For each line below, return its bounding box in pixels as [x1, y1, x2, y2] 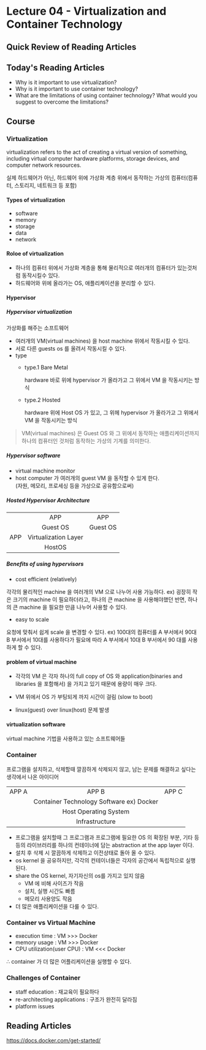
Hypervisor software [6, 452, 61, 459]
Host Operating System [62, 807, 130, 816]
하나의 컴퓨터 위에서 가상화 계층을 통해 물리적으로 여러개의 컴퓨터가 [15, 264, 176, 272]
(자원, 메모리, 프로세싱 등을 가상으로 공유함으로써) [15, 482, 134, 490]
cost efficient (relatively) [15, 575, 77, 583]
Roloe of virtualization [6, 249, 64, 257]
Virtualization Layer [27, 533, 84, 541]
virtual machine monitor [15, 467, 75, 474]
